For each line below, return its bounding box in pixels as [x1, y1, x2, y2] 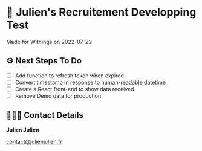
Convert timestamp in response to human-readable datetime [15, 79, 166, 86]
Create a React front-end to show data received [15, 85, 134, 92]
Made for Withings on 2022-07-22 [6, 38, 93, 45]
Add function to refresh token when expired [15, 72, 124, 79]
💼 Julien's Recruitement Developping [6, 5, 197, 19]
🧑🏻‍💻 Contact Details [6, 110, 83, 120]
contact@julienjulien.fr [6, 138, 62, 145]
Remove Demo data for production [15, 92, 102, 99]
